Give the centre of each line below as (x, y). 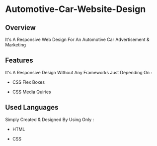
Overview (21, 28)
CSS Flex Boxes (29, 82)
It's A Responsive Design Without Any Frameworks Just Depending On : (79, 72)
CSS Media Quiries (32, 92)
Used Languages (32, 107)
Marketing (16, 45)
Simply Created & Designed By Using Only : (50, 119)
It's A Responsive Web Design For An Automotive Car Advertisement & (78, 39)
